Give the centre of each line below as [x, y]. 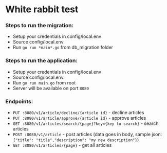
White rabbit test [42, 9]
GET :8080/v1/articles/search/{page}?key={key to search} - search [86, 123]
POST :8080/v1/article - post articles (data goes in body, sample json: [87, 135]
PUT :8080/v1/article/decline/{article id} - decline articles [78, 113]
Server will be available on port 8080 [51, 88]
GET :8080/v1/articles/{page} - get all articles [62, 145]
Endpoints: [19, 101]
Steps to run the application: [42, 61]
